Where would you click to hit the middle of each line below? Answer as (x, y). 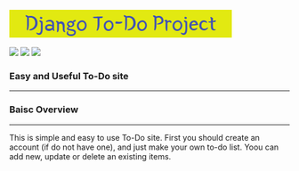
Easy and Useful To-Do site (69, 76)
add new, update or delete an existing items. (90, 156)
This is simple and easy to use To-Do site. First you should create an (135, 137)
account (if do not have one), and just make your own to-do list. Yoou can (144, 147)
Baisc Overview (44, 110)
